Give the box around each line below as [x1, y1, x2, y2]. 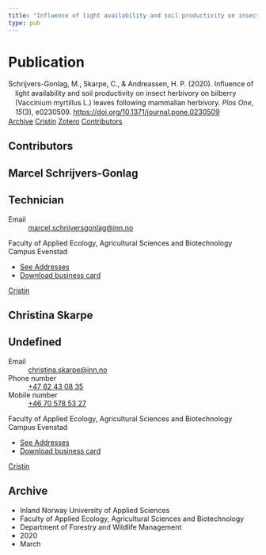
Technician [8, 193, 65, 207]
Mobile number [8, 390, 58, 400]
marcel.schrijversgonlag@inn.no [28, 222, 134, 232]
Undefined [8, 336, 62, 349]
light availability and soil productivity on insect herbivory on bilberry [15, 89, 237, 98]
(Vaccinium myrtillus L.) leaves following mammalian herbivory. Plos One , [15, 98, 254, 108]
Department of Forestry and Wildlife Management [19, 522, 182, 531]
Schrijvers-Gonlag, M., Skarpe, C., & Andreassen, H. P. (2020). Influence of [8, 79, 254, 89]
